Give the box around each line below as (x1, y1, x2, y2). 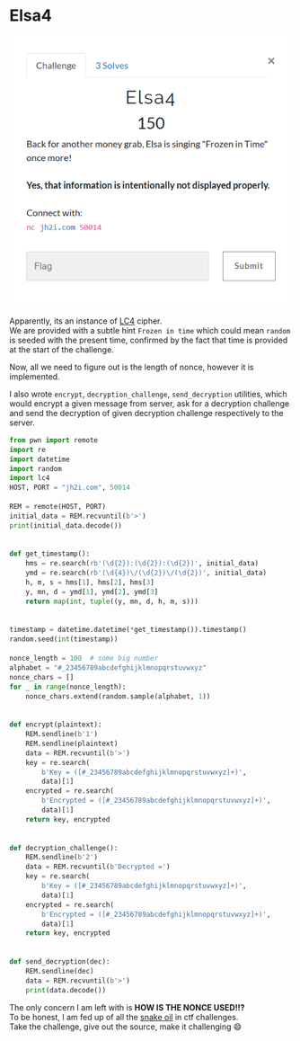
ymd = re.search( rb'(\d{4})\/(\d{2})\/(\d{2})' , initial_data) (25, 568, 268, 578)
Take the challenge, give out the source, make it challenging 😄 (9, 1021, 243, 1032)
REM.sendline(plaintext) (25, 739, 119, 748)
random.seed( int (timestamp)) (9, 635, 119, 644)
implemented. (9, 370, 60, 382)
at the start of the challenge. (9, 343, 114, 355)
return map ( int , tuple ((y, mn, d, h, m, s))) (25, 597, 199, 606)
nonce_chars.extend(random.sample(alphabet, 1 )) (25, 691, 211, 701)
